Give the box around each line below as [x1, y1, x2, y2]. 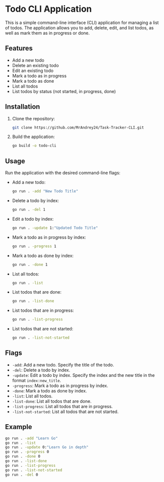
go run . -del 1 [12, 207, 46, 212]
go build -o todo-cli [12, 143, 57, 148]
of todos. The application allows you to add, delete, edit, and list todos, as [5, 24, 154, 30]
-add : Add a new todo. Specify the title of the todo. [12, 362, 114, 367]
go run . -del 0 [5, 472, 38, 477]
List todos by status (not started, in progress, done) [12, 88, 116, 94]
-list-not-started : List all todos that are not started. [12, 409, 119, 414]
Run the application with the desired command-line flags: [5, 170, 121, 176]
